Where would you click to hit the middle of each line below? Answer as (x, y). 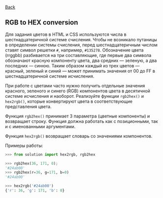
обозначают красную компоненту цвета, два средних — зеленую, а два (81, 60)
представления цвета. (28, 106)
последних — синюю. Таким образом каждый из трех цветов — (72, 65)
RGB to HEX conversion (42, 22)
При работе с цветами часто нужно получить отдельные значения (75, 85)
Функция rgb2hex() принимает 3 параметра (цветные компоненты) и (78, 116)
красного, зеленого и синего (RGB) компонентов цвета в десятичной (78, 91)
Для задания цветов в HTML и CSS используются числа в (66, 34)
